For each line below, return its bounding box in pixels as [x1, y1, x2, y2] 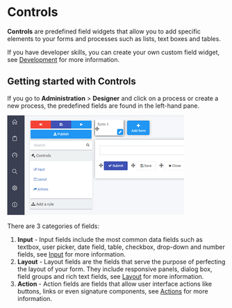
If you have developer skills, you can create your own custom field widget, [7, 48, 220, 56]
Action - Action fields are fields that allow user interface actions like [17, 279, 213, 288]
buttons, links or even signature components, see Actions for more [17, 286, 208, 295]
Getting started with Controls [7, 76, 137, 88]
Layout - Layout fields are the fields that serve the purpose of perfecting [17, 257, 226, 266]
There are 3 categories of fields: [7, 222, 99, 230]
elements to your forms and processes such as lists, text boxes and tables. [7, 34, 221, 42]
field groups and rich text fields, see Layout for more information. [17, 272, 204, 280]
